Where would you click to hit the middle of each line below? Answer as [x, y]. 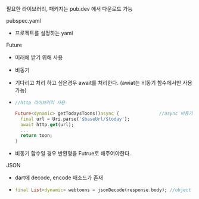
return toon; [37, 136]
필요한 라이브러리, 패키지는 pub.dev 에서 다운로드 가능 [69, 9]
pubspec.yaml [24, 21]
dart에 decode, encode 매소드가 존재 [59, 177]
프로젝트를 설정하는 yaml [44, 33]
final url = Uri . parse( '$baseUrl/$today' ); [75, 119]
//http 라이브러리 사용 [40, 103]
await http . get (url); [47, 124]
